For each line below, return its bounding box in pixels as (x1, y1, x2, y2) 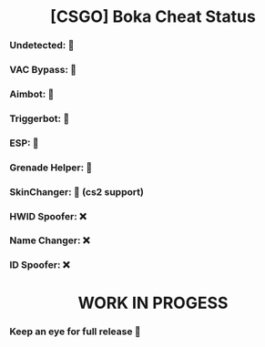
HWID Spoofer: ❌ (9, 209, 87, 222)
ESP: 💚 (9, 137, 39, 149)
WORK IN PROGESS (77, 292, 229, 313)
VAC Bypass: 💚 (9, 64, 77, 77)
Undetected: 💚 (9, 39, 75, 52)
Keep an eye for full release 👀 (9, 325, 141, 338)
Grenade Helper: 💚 (9, 161, 93, 174)
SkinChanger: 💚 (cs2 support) (9, 185, 144, 198)
